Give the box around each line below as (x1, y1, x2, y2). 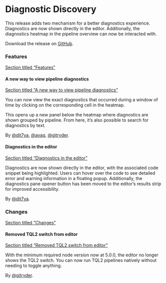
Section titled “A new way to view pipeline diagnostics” (5, 87, 118, 93)
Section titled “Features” (5, 64, 55, 71)
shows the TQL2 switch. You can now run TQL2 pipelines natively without (5, 257, 157, 263)
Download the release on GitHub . (5, 40, 73, 46)
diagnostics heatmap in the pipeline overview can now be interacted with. (5, 31, 157, 37)
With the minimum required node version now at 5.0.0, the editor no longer (5, 252, 159, 258)
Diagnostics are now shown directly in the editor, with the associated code (5, 165, 158, 171)
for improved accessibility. (5, 186, 60, 192)
